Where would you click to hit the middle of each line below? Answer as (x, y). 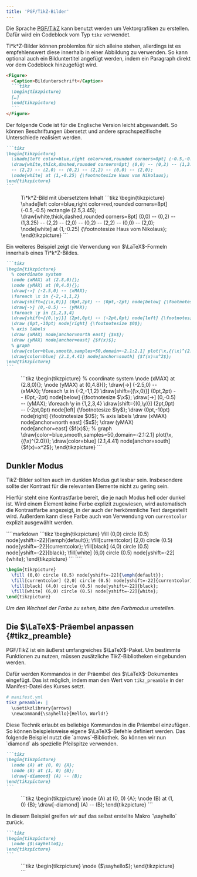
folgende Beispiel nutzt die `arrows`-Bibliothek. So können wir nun (86, 737)
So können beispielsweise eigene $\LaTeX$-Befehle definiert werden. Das (96, 731)
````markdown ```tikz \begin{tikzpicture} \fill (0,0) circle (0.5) (78, 534)
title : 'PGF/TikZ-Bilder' (38, 11)
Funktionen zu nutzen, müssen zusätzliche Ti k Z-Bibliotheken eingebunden (96, 656)
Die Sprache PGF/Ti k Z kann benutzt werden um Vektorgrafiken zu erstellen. (98, 28)
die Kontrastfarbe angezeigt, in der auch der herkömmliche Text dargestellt (97, 510)
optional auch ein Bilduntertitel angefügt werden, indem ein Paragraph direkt (98, 58)
